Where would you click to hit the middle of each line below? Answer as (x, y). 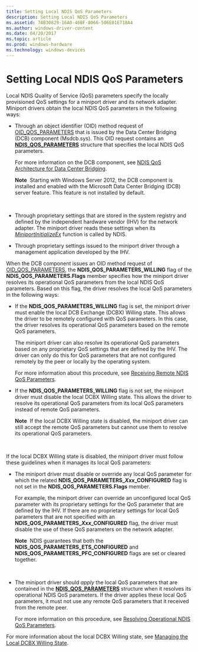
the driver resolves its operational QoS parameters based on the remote (102, 325)
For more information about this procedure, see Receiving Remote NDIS (102, 373)
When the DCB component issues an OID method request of (79, 263)
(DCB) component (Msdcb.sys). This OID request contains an (89, 138)
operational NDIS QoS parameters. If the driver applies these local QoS (100, 595)
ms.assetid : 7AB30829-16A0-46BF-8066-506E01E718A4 (70, 22)
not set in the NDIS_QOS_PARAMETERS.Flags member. (82, 486)
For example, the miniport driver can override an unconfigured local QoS (103, 498)
